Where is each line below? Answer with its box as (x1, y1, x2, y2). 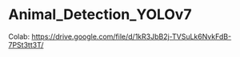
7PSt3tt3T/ (8, 40, 44, 49)
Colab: (8, 32, 30, 41)
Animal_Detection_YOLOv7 (8, 6, 192, 24)
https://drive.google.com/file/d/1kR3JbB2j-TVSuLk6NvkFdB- (31, 32, 232, 41)
